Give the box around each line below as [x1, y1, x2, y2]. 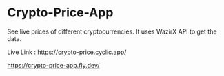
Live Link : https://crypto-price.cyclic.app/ [7, 48, 127, 56]
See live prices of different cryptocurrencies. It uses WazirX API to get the [7, 27, 217, 36]
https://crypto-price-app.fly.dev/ [7, 61, 100, 69]
